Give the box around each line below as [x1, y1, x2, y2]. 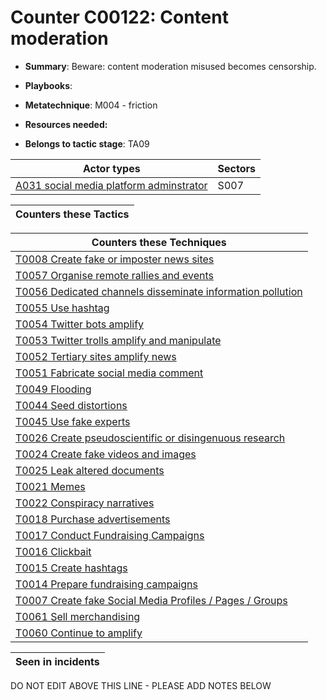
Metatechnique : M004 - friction [24, 99, 158, 111]
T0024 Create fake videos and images [15, 447, 197, 461]
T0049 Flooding [15, 382, 92, 396]
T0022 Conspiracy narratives [15, 496, 155, 510]
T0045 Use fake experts [15, 414, 131, 428]
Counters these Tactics [15, 207, 130, 221]
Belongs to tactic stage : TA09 [24, 137, 150, 150]
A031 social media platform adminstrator [15, 178, 208, 192]
